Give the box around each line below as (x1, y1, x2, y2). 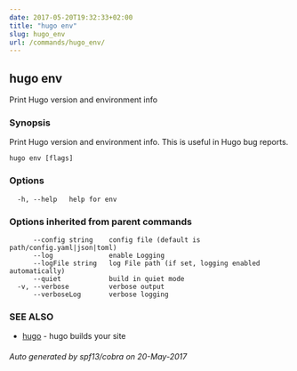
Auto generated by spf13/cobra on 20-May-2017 (9, 351, 188, 361)
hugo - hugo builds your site (21, 331, 126, 342)
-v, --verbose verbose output (17, 282, 165, 291)
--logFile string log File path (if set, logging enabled (32, 259, 261, 268)
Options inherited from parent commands (9, 215, 193, 228)
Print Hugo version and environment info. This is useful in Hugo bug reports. (9, 137, 289, 148)
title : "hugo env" (9, 21, 77, 30)
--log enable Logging (32, 251, 165, 260)
